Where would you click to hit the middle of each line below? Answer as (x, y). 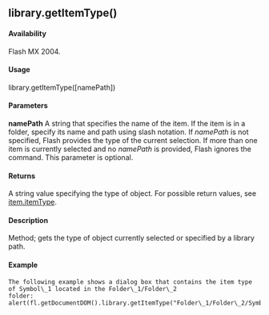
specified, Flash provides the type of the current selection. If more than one (133, 140)
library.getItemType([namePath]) (62, 87)
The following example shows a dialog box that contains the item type (130, 282)
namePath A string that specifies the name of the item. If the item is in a (127, 124)
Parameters (28, 106)
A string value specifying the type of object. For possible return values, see (132, 193)
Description (28, 220)
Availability (27, 33)
